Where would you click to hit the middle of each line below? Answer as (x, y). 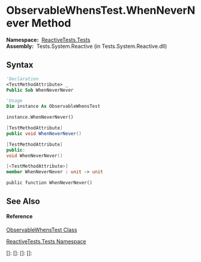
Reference (19, 216)
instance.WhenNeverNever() (40, 118)
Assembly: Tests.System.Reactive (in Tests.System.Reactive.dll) (87, 46)
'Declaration (22, 79)
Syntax (20, 65)
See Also (23, 201)
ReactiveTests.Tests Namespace (46, 241)
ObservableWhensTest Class (42, 230)
